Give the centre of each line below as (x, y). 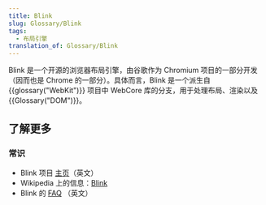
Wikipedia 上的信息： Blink (64, 182)
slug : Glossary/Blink (45, 23)
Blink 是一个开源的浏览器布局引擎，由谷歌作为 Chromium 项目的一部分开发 (133, 70)
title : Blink (31, 16)
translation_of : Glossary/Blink (63, 46)
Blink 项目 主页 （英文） (59, 173)
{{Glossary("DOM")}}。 (48, 100)
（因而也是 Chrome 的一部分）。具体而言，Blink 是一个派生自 (110, 80)
